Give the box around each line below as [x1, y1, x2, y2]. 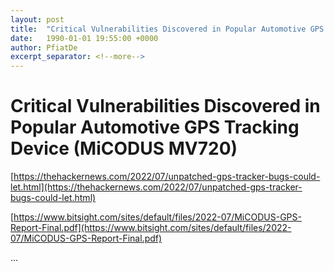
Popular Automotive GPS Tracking [10, 116, 300, 139]
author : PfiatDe [10, 42, 78, 53]
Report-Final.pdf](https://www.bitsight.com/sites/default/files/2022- [10, 222, 292, 234]
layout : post [10, 14, 65, 25]
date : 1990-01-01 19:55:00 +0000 [10, 33, 159, 43]
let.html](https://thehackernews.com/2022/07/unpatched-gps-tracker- [10, 181, 303, 193]
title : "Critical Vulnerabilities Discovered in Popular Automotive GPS [10, 24, 325, 34]
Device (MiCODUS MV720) [10, 137, 238, 160]
